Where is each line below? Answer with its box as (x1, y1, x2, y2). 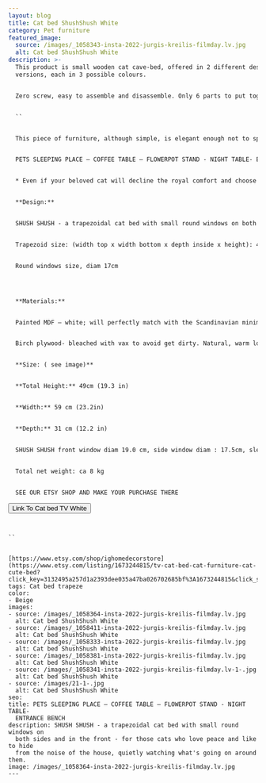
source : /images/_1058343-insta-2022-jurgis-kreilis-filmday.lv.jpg (15, 41, 246, 49)
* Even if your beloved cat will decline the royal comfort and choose (15, 177, 257, 185)
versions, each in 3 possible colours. (15, 71, 147, 79)
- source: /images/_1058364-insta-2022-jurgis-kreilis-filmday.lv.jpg (8, 610, 246, 619)
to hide (8, 743, 34, 750)
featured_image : (8, 33, 62, 42)
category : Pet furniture (8, 26, 90, 34)
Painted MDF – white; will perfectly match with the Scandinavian (15, 318, 239, 326)
